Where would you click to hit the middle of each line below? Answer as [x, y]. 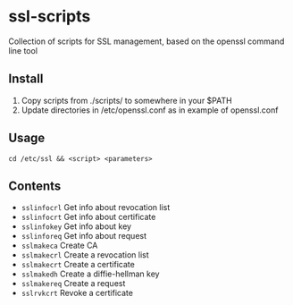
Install [26, 79]
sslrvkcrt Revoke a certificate [77, 293]
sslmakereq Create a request [73, 284]
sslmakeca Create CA [59, 246]
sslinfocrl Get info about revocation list [96, 208]
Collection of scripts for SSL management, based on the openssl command [146, 41]
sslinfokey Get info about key [76, 226]
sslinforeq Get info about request [84, 236]
